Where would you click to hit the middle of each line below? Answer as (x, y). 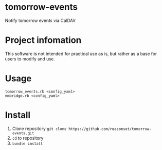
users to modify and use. (30, 59)
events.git (23, 133)
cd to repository (28, 138)
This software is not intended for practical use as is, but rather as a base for (81, 54)
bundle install (27, 143)
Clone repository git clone (39, 129)
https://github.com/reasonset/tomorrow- (110, 129)
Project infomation (43, 40)
